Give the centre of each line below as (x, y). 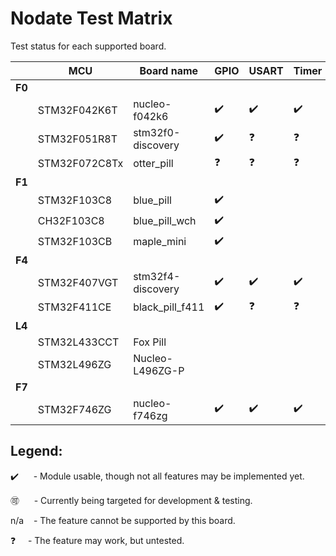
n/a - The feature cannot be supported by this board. (123, 520)
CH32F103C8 (71, 221)
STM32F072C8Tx (80, 164)
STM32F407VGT (78, 282)
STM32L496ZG (74, 364)
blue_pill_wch (165, 221)
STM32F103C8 (75, 200)
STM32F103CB (75, 242)
